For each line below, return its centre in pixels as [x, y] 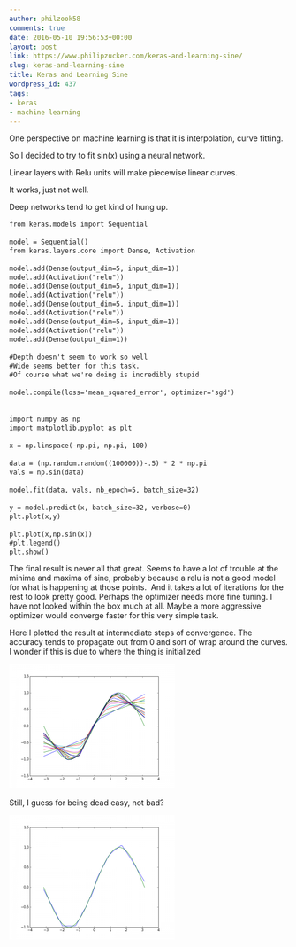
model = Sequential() [49, 242]
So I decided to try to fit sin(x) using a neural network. [107, 156]
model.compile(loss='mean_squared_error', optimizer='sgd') [122, 393]
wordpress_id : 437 [43, 84]
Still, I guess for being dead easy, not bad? [87, 803]
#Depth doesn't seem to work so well [79, 357]
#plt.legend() [35, 543]
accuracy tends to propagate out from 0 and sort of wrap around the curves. [148, 642]
